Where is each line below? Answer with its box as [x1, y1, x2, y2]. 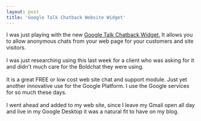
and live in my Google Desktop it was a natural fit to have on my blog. [6, 108, 179, 115]
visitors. [6, 43, 26, 51]
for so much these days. [6, 88, 67, 96]
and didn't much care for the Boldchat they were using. [6, 63, 144, 70]
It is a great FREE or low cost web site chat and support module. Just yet [6, 76, 188, 83]
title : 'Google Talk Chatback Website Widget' [6, 14, 126, 20]
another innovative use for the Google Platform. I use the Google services [6, 82, 189, 89]
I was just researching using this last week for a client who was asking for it [6, 57, 194, 64]
